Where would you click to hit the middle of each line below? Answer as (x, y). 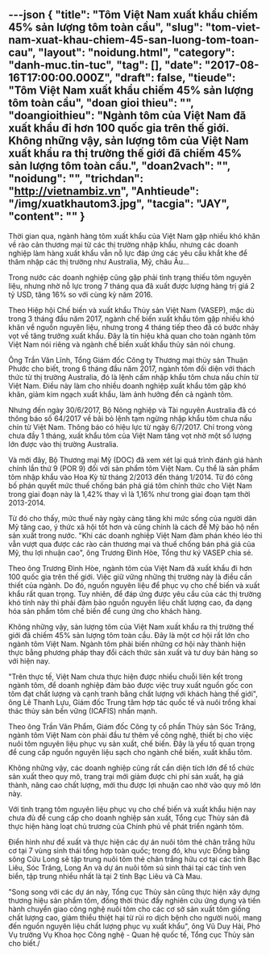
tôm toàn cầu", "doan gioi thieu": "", (101, 103)
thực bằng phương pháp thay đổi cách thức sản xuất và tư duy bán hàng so (133, 652)
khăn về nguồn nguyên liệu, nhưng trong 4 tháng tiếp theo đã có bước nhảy (134, 327)
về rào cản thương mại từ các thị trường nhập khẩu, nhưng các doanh (123, 244)
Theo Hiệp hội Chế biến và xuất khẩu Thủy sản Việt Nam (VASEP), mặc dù (132, 310)
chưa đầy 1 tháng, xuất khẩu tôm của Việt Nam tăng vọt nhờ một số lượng (130, 436)
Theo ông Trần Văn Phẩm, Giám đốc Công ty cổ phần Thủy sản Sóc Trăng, (132, 726)
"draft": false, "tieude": (175, 78)
